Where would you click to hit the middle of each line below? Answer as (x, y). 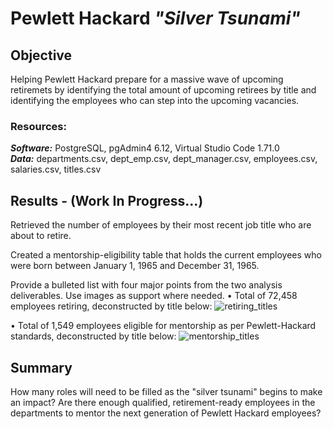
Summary (41, 367)
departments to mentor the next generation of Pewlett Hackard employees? (166, 413)
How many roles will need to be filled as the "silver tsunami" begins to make (166, 391)
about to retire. (41, 236)
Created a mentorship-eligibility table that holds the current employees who (166, 255)
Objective (41, 55)
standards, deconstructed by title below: (93, 336)
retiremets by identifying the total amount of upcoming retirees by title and (163, 90)
